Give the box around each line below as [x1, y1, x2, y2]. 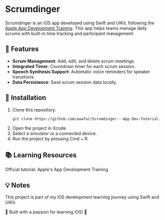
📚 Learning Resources [5, 150, 77, 159]
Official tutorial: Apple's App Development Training [5, 166, 109, 172]
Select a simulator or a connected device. [12, 131, 97, 137]
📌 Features [5, 45, 39, 53]
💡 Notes [5, 181, 31, 189]
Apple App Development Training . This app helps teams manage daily [5, 25, 147, 31]
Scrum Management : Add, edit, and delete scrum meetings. [12, 58, 135, 64]
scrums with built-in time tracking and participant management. [5, 30, 135, 36]
